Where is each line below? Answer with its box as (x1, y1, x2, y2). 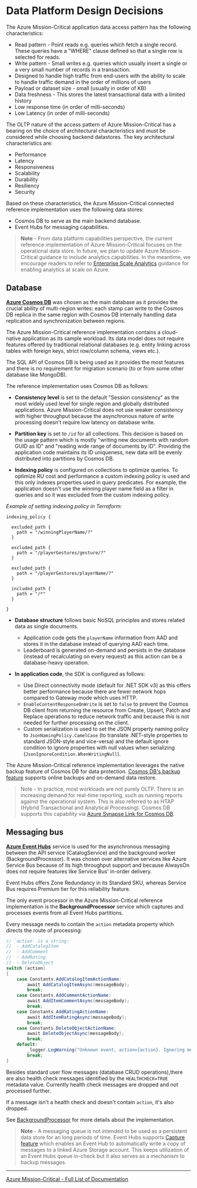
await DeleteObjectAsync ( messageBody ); (27, 1030, 125, 1037)
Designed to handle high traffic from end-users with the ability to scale (14, 72, 186, 79)
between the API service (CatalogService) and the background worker (6, 849, 176, 856)
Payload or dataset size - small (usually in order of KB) (14, 84, 147, 91)
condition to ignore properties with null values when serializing (23, 744, 175, 751)
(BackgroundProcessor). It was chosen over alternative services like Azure (6, 855, 186, 862)
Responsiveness (14, 163, 55, 171)
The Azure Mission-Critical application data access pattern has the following (6, 23, 191, 30)
